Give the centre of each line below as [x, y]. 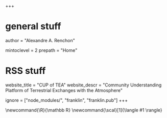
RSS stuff [26, 71]
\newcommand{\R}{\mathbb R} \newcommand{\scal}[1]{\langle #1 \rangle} [84, 110]
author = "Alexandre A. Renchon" [40, 40]
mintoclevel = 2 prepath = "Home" [41, 50]
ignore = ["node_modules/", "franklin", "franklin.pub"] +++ [67, 100]
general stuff [33, 26]
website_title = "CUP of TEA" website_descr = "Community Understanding [83, 85]
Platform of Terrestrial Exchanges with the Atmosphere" [64, 90]
